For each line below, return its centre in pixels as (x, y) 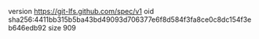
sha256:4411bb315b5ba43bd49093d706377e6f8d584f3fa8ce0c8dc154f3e (130, 19)
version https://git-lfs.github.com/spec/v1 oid (81, 11)
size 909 (62, 28)
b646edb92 (27, 28)
